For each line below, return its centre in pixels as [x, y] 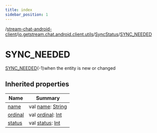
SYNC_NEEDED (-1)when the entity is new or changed [60, 68]
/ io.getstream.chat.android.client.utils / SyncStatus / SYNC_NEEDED [84, 34]
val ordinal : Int [45, 115]
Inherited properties [37, 84]
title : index [19, 10]
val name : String [48, 107]
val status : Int [44, 123]
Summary [48, 98]
